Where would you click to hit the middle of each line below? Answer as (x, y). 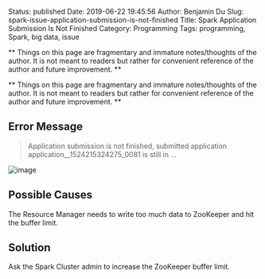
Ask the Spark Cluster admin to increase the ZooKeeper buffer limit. (119, 267)
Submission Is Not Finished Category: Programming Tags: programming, (127, 28)
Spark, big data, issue (44, 37)
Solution (29, 248)
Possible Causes (51, 195)
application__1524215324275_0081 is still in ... (102, 154)
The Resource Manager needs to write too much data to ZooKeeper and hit (131, 214)
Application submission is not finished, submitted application (127, 146)
